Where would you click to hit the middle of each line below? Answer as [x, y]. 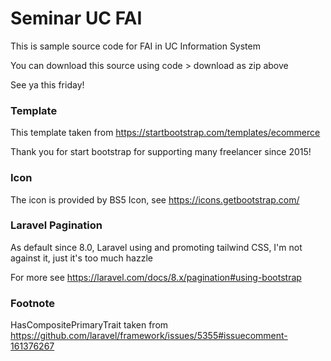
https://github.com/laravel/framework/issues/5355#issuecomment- [149, 336]
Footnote [32, 303]
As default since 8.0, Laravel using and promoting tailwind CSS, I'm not [156, 247]
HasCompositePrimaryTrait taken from [89, 325]
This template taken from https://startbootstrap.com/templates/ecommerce [165, 133]
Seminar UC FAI [76, 18]
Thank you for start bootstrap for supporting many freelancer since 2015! [161, 152]
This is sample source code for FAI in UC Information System [135, 46]
